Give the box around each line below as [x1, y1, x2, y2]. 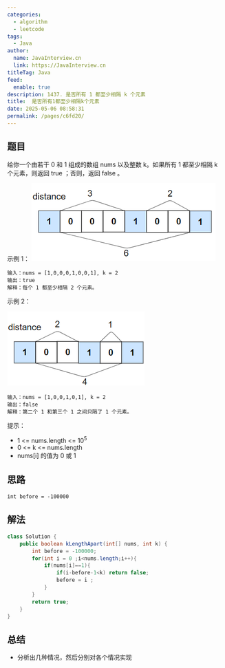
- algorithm [13, 18, 48, 25]
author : [7, 47, 30, 54]
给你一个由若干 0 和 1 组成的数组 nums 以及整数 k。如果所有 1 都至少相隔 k [7, 160, 218, 169]
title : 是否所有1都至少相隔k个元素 [7, 98, 100, 105]
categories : [7, 11, 41, 18]
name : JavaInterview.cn [13, 55, 81, 62]
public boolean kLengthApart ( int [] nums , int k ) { [19, 540, 168, 547]
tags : [7, 33, 23, 40]
